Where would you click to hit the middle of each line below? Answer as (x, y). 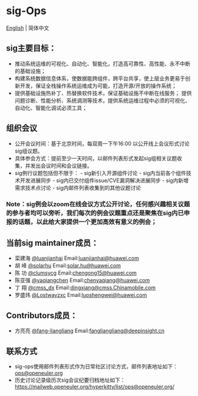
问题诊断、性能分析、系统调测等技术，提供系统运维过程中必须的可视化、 (102, 100)
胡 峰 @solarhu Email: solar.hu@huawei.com (67, 266)
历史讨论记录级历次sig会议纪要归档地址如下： (70, 380)
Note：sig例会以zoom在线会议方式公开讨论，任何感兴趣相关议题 (98, 204)
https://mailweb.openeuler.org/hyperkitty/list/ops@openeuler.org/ (95, 387)
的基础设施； (30, 71)
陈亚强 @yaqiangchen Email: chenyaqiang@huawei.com (82, 280)
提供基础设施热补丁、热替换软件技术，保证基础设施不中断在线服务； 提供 (103, 93)
